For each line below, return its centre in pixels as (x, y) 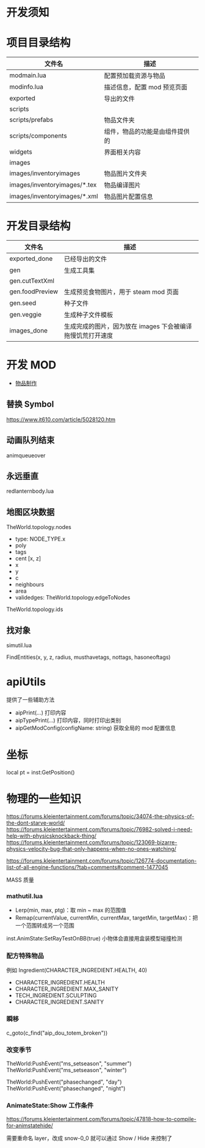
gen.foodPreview (34, 291)
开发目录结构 (39, 226)
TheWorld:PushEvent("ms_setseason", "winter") (67, 1070)
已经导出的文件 (85, 259)
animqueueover (26, 455)
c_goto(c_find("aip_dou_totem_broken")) (57, 1033)
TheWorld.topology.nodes (39, 527)
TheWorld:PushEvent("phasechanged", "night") (66, 1089)
